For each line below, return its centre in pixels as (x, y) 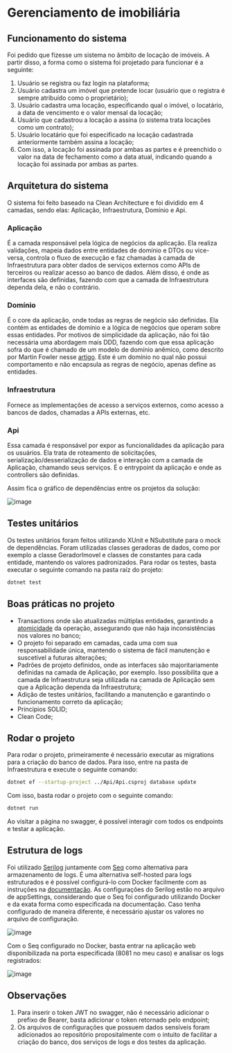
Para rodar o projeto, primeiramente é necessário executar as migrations (111, 755)
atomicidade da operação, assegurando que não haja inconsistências (116, 628)
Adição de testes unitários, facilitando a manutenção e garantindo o (114, 694)
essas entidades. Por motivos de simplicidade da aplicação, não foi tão (108, 335)
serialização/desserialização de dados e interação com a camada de (105, 460)
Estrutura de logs (45, 851)
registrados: (24, 960)
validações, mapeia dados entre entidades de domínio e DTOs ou (100, 250)
